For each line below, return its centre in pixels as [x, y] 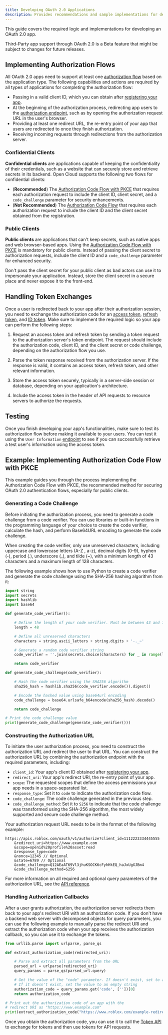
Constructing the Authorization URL [49, 735]
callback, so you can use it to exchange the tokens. [58, 934]
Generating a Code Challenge [42, 503]
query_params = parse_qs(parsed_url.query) [60, 971]
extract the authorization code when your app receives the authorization [80, 929]
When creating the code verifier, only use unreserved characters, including [82, 545]
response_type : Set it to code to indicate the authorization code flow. [82, 793]
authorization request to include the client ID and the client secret [80, 210]
